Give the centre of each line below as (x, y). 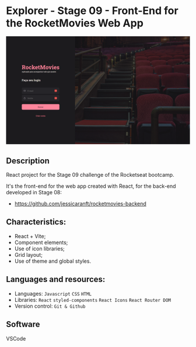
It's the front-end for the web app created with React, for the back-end (91, 186)
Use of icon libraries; (40, 248)
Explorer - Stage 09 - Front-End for (92, 11)
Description (28, 161)
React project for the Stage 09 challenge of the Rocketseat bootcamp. (90, 175)
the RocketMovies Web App (75, 23)
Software (23, 324)
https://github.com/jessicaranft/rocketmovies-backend (80, 204)
